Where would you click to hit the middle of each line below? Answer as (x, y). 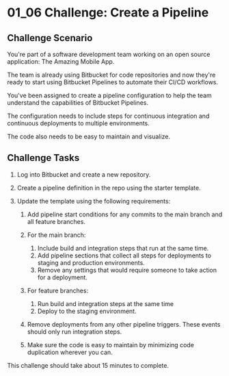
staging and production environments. (91, 262)
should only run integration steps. (75, 331)
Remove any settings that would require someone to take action (127, 270)
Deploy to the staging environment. (87, 311)
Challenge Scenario (50, 38)
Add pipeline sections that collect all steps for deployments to (124, 255)
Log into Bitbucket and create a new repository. (84, 174)
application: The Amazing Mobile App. (61, 62)
